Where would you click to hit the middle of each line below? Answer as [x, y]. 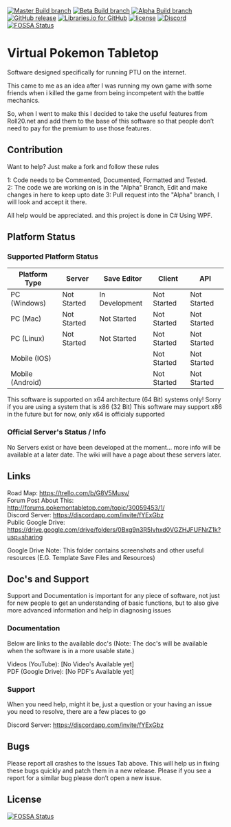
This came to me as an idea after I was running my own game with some [110, 86]
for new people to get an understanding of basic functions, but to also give [113, 603]
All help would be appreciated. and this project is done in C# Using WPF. [110, 215]
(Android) [26, 383]
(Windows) [29, 303]
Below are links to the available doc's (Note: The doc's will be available [107, 643]
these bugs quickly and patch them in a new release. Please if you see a [109, 770]
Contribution [35, 150]
